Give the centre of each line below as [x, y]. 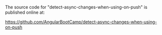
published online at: [25, 12]
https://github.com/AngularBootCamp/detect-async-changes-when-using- [81, 22]
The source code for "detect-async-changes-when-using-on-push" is [76, 7]
